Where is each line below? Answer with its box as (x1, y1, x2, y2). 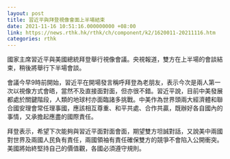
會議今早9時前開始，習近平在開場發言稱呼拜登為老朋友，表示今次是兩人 (7, 78, 209, 86)
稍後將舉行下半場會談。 (18, 64, 86, 72)
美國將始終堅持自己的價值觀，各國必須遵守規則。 (7, 145, 145, 153)
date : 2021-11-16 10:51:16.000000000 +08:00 (7, 23, 136, 29)
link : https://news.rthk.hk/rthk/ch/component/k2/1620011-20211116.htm (7, 29, 216, 36)
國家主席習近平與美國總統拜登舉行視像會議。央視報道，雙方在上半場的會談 (7, 56, 217, 64)
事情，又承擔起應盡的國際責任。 (7, 112, 97, 121)
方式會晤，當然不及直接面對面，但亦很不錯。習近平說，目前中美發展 (30, 87, 223, 95)
